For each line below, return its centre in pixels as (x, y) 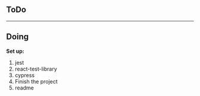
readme (24, 88)
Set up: (15, 51)
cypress (24, 75)
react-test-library (36, 69)
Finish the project (36, 81)
